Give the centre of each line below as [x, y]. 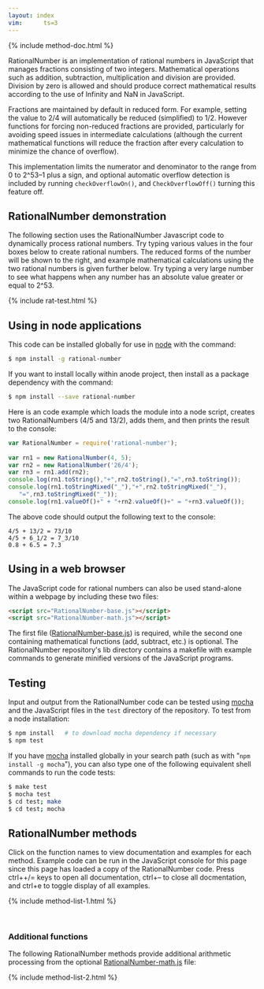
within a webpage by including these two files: [84, 597]
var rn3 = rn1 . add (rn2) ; [49, 472]
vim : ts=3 [33, 23]
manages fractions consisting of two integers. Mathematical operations [124, 69]
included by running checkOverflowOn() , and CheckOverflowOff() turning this [132, 183]
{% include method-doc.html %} [61, 45]
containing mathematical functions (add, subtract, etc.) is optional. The [123, 641]
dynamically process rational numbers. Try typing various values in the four [131, 244]
